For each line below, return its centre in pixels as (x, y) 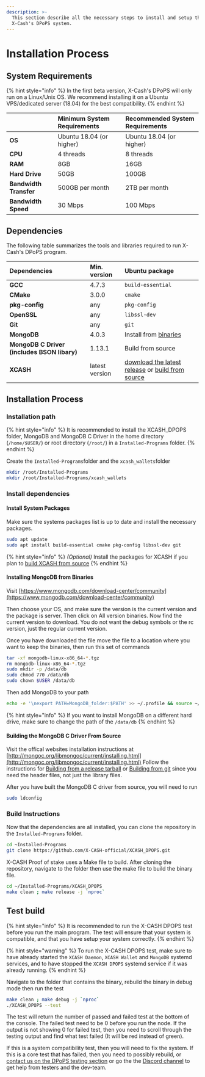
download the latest (153, 362)
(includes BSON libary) (43, 352)
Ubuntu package (149, 271)
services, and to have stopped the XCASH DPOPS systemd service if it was (97, 963)
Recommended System (160, 118)
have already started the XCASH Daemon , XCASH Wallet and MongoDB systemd (99, 957)
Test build (26, 911)
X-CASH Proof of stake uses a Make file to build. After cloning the (89, 862)
